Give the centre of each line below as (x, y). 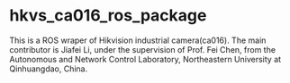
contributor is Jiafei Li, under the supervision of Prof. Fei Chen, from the (143, 49)
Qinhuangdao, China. (49, 69)
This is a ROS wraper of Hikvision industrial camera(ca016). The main (138, 40)
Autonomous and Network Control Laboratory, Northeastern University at (145, 59)
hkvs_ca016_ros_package (108, 16)
